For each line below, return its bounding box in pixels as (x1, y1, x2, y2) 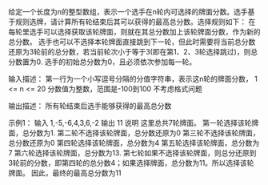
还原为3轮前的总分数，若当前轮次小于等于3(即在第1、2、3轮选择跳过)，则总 (8, 47, 258, 56)
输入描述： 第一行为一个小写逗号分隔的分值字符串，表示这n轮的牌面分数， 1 (8, 74, 258, 83)
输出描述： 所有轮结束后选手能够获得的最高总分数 (8, 101, 172, 111)
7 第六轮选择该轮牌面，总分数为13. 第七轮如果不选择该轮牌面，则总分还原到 (8, 148, 257, 158)
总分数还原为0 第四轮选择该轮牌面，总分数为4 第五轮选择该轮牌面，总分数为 (8, 139, 260, 147)
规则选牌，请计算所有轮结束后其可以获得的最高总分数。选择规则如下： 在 (14, 17, 256, 26)
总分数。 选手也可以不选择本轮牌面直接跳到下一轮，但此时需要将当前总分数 (8, 37, 256, 46)
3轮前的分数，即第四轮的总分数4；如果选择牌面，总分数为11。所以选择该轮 (8, 159, 254, 167)
